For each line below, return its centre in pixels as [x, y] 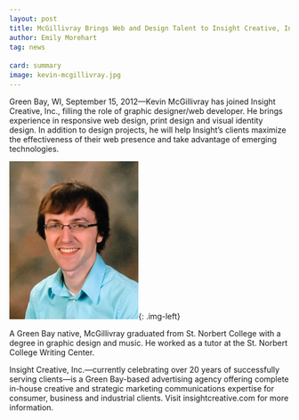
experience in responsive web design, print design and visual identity [136, 120]
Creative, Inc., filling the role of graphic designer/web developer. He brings [146, 110]
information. [32, 407]
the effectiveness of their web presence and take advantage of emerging [143, 139]
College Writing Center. [52, 352]
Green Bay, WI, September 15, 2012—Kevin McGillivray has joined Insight [142, 101]
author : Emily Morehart [53, 37]
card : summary [36, 66]
